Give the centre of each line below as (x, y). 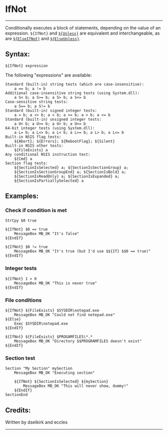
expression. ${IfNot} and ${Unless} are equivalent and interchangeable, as (82, 33)
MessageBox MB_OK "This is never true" (56, 283)
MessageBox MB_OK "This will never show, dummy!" (76, 386)
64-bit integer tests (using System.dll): (50, 128)
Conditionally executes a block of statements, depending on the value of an (83, 28)
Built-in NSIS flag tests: (33, 137)
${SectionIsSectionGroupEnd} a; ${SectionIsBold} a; (70, 172)
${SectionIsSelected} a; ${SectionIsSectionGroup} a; (71, 167)
